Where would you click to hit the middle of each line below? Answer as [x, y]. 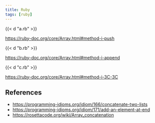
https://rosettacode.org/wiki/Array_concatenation [63, 115]
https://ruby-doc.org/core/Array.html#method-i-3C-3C [62, 77]
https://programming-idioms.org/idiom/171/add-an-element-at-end [81, 110]
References [23, 92]
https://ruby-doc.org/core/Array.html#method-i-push [60, 38]
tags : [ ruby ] [19, 14]
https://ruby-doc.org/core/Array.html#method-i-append [62, 57]
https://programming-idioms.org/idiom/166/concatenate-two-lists [80, 105]
